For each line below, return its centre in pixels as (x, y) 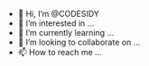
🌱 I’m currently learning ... (66, 33)
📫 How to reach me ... (60, 52)
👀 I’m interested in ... (56, 23)
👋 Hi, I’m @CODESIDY (58, 14)
